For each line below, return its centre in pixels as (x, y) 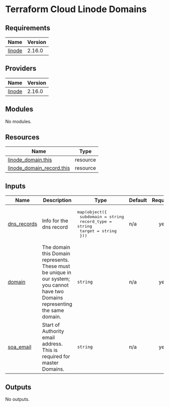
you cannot (55, 285)
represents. (56, 260)
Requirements (28, 28)
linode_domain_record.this (39, 168)
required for (56, 357)
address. (52, 344)
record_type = (96, 221)
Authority (53, 331)
